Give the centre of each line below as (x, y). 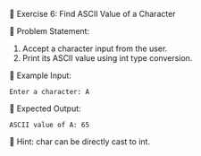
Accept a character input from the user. (95, 48)
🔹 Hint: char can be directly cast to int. (80, 142)
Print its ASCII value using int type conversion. (107, 58)
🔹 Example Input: (40, 75)
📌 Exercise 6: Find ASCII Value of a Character (92, 14)
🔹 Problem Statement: (50, 31)
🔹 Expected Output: (46, 108)
